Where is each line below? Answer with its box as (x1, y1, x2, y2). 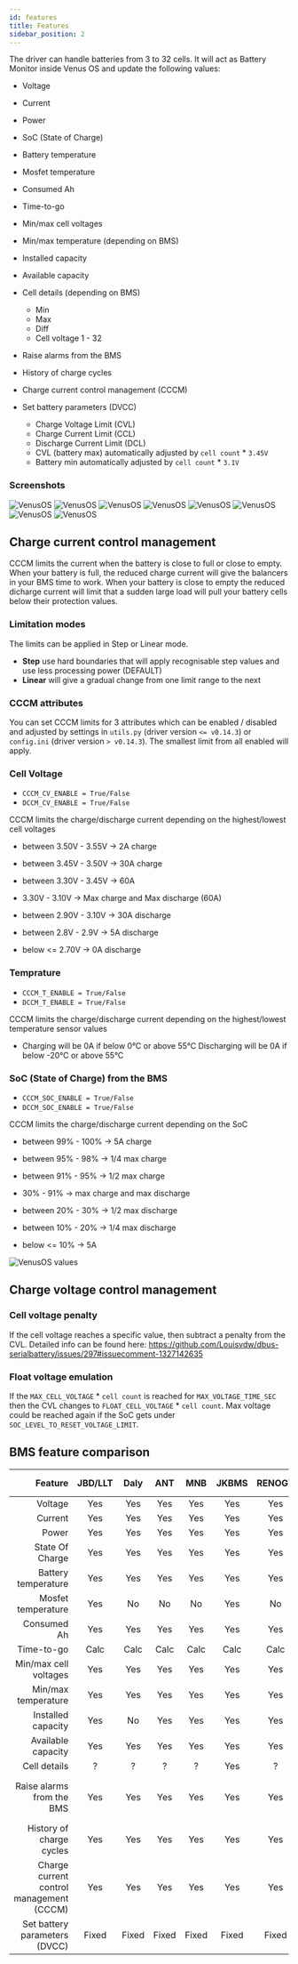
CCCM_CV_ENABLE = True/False (21, 789, 130, 799)
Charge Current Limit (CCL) (35, 429, 136, 439)
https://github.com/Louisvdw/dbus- (148, 1339, 279, 1349)
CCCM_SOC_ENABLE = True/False (21, 1093, 135, 1103)
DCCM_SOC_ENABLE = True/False (21, 1103, 135, 1112)
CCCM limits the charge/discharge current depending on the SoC (9, 1118, 248, 1130)
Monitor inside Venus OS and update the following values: (9, 63, 221, 74)
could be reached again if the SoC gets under (9, 1409, 176, 1420)
